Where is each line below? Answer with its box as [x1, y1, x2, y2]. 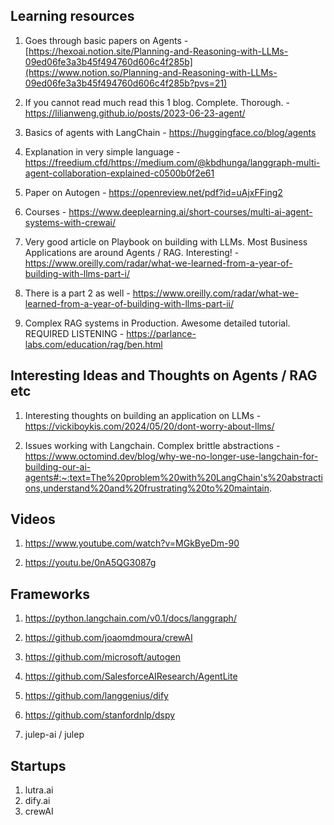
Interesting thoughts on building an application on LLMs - [24, 409, 262, 421]
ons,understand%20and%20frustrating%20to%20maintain [24, 482, 270, 494]
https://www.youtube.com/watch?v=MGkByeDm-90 [24, 537, 240, 549]
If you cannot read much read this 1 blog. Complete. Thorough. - [24, 96, 290, 108]
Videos [10, 511, 56, 528]
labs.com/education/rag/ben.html [24, 338, 163, 350]
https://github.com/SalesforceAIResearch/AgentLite [24, 670, 238, 683]
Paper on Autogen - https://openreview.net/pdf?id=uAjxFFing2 [24, 186, 283, 198]
